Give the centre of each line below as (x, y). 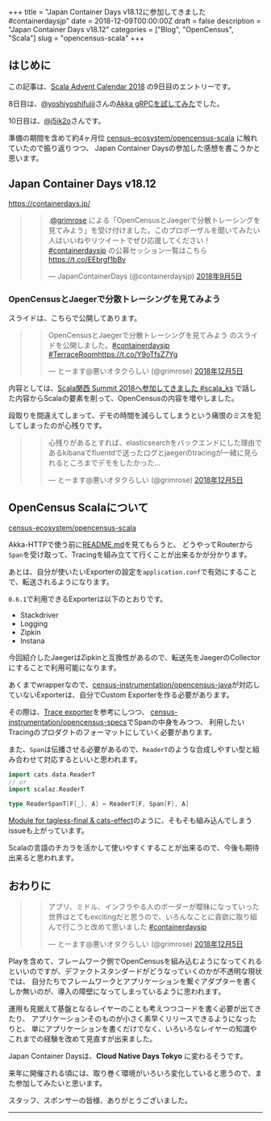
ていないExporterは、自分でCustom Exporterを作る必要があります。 (121, 694)
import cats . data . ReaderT (52, 774)
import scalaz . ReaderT (46, 789)
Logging (34, 623)
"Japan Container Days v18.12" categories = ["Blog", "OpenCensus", (121, 29)
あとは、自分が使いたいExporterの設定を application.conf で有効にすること (133, 571)
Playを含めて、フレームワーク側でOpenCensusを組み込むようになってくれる (135, 961)
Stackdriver (39, 615)
